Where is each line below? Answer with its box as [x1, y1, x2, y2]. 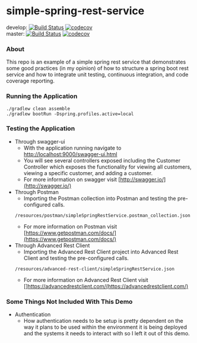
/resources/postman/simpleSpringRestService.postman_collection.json [14, 212, 191, 218]
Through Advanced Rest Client [14, 242, 90, 249]
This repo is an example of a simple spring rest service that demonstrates [6, 58, 186, 66]
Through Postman [14, 188, 59, 195]
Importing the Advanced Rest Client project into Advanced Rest [23, 248, 179, 255]
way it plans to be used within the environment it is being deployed [23, 323, 187, 331]
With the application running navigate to [23, 144, 122, 151]
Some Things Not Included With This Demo [6, 297, 133, 306]
